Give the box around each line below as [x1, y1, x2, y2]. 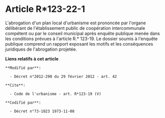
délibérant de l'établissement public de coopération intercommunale [5, 25, 146, 31]
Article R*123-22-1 [5, 3, 86, 15]
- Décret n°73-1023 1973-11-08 [9, 109, 75, 114]
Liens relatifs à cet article [5, 56, 59, 61]
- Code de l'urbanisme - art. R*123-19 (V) [9, 91, 101, 96]
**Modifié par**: [5, 65, 41, 70]
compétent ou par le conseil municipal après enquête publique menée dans [5, 30, 161, 36]
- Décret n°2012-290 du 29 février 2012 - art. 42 [9, 74, 117, 79]
